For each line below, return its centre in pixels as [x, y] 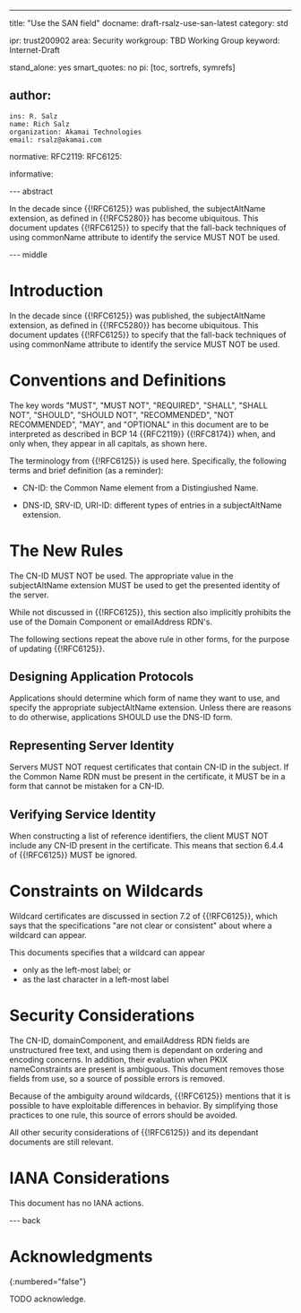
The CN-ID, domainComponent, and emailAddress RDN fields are [129, 1040]
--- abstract [31, 191]
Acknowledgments [82, 1257]
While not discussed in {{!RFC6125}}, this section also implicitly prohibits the [150, 612]
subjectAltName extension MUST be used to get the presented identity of [145, 585]
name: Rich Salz [39, 124]
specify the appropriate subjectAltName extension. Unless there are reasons [150, 708]
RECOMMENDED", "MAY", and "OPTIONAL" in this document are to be [139, 424]
